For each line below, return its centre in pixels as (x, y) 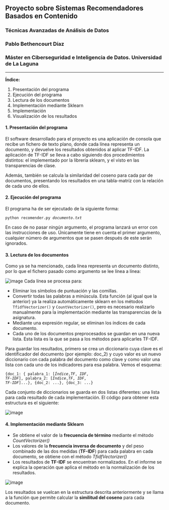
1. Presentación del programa (36, 127)
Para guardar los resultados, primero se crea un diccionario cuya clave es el (84, 349)
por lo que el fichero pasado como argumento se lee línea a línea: (73, 271)
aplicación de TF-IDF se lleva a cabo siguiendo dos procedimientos (75, 155)
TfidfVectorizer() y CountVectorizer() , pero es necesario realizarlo (83, 307)
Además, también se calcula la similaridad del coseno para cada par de (79, 175)
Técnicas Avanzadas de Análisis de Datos (57, 31)
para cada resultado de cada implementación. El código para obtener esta (82, 398)
